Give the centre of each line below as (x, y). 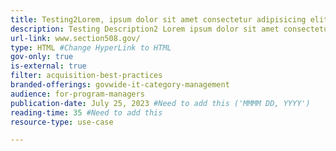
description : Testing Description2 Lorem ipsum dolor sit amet (145, 29)
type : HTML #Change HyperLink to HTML (91, 47)
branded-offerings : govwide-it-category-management (120, 85)
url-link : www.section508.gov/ (75, 38)
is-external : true (48, 66)
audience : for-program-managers (77, 94)
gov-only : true (42, 57)
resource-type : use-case (62, 122)
